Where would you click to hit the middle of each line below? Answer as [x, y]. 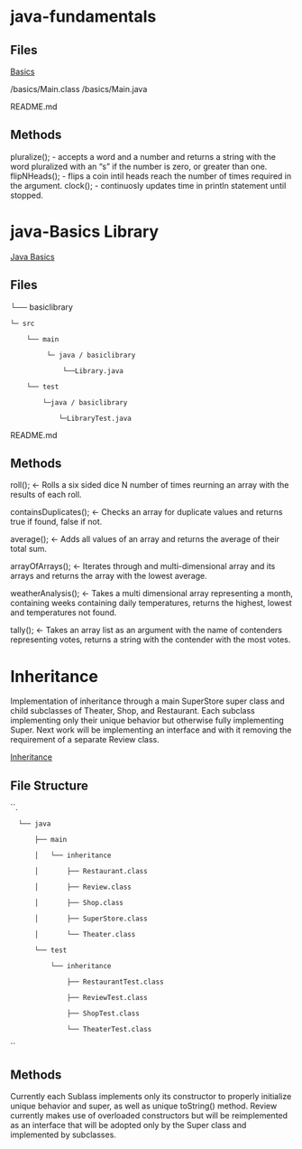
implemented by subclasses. [63, 1135]
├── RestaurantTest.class [116, 982]
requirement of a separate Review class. [85, 740]
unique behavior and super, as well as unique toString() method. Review [144, 1106]
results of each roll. [46, 495]
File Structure [49, 785]
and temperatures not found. [64, 612]
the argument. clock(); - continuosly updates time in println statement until [148, 185]
